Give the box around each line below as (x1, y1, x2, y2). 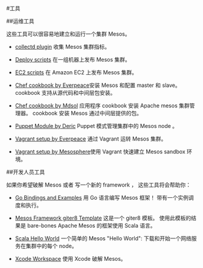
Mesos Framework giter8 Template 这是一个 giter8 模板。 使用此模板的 (14, 214, 192, 222)
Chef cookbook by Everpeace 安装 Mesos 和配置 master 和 (14, 81, 161, 89)
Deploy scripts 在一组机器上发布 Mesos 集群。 (14, 56, 131, 63)
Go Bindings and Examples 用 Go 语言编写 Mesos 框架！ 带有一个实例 (14, 194, 189, 201)
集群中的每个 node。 (25, 243, 77, 249)
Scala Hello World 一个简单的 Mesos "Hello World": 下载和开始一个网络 (14, 235, 192, 242)
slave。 (162, 81, 181, 89)
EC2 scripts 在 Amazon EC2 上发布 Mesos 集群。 (14, 69, 138, 76)
